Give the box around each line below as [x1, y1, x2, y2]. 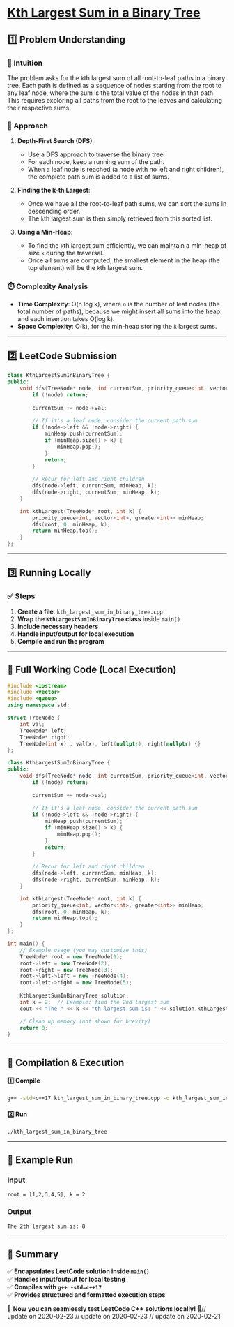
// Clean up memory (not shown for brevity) [19, 1018, 151, 1025]
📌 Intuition [7, 58, 43, 68]
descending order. [27, 207, 81, 216]
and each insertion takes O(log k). [17, 315, 115, 323]
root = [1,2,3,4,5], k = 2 [7, 1191, 86, 1198]
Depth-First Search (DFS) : [17, 137, 94, 145]
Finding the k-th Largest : [17, 186, 91, 195]
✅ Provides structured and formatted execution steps [7, 1290, 166, 1299]
